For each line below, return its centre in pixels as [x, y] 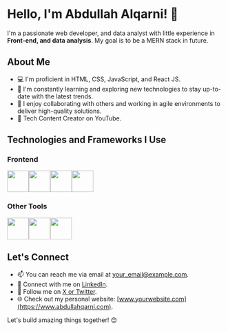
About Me [29, 62]
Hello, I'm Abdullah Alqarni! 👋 [93, 14]
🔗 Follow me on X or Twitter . [57, 291]
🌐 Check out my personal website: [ [68, 299]
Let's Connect [38, 257]
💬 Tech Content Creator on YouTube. [69, 118]
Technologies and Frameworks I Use [87, 140]
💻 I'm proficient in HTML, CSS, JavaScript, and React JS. [99, 79]
